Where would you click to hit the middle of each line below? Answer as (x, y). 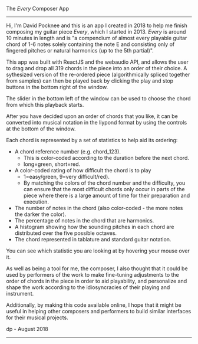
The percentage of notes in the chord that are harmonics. (84, 220)
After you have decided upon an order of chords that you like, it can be (92, 116)
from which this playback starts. (45, 105)
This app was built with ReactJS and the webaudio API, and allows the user (97, 62)
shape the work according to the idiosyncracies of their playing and (88, 287)
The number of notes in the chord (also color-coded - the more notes (99, 208)
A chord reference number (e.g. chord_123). (67, 152)
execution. (36, 202)
